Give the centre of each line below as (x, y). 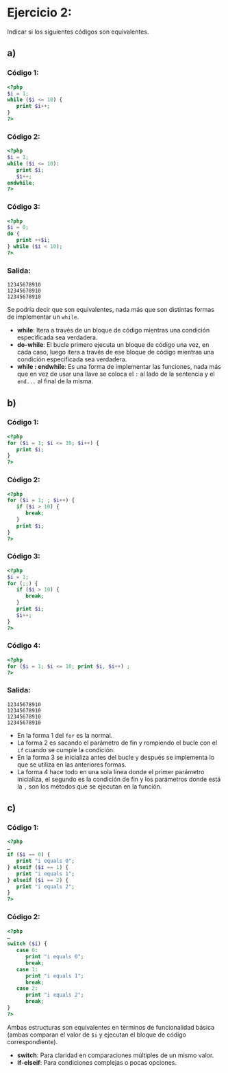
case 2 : (27, 989)
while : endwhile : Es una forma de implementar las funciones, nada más (119, 367)
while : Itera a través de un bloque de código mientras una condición (113, 330)
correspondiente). (33, 1041)
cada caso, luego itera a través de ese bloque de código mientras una (115, 352)
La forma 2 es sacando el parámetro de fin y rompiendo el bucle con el (117, 743)
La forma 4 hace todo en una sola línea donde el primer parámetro (111, 771)
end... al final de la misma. (55, 381)
